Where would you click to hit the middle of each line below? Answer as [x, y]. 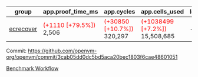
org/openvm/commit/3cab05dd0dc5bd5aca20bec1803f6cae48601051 [92, 57]
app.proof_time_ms [71, 11]
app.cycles [120, 11]
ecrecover [23, 29]
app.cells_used [162, 11]
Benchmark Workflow [32, 68]
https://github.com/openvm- [62, 51]
